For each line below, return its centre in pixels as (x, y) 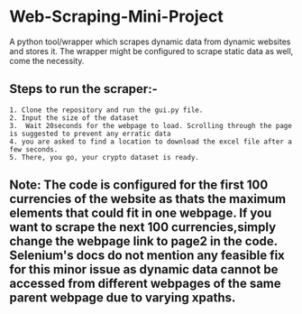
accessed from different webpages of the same (145, 284)
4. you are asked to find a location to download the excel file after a (151, 142)
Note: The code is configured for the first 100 (139, 185)
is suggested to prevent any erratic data (90, 134)
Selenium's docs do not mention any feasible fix (147, 256)
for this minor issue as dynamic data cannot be (144, 269)
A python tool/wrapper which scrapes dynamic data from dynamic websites (150, 42)
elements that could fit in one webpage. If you (141, 213)
